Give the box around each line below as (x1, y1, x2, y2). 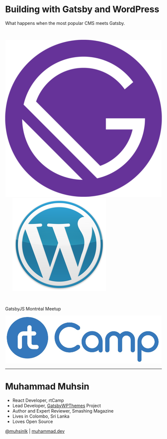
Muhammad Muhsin (5, 381, 89, 392)
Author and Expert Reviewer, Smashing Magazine (12, 408, 114, 414)
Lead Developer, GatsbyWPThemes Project (12, 403, 101, 409)
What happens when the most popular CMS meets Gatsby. (5, 20, 125, 26)
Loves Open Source (12, 418, 53, 425)
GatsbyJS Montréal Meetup (5, 305, 61, 311)
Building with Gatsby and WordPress (5, 4, 160, 15)
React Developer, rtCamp (12, 397, 64, 403)
